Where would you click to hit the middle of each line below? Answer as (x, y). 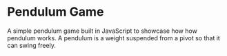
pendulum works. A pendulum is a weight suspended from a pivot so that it (114, 38)
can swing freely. (32, 45)
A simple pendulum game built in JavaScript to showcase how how (102, 31)
